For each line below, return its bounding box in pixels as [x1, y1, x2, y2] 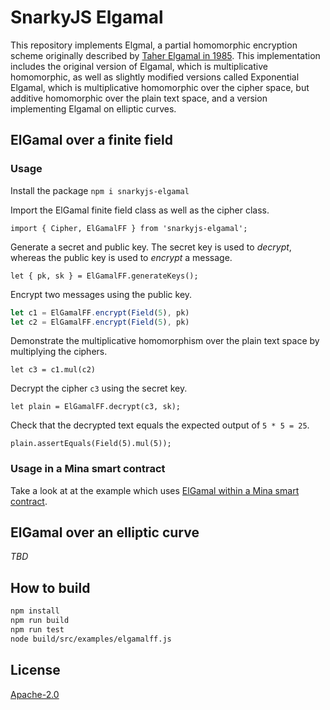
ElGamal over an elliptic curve [10, 524, 200, 541]
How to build [10, 579, 91, 596]
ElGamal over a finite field [10, 132, 173, 149]
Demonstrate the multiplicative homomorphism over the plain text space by [10, 335, 320, 347]
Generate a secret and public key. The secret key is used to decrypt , [10, 241, 292, 253]
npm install [10, 606, 60, 616]
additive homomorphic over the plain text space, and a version [10, 92, 268, 104]
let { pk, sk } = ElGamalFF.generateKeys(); [10, 271, 199, 281]
